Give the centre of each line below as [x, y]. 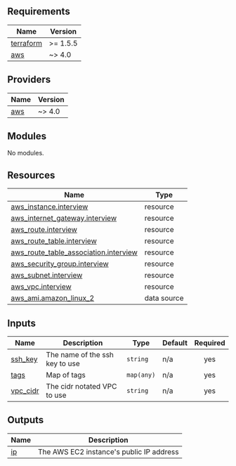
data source [164, 298]
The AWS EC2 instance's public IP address [108, 451]
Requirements [39, 12]
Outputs [26, 420]
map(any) [141, 375]
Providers [29, 80]
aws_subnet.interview [47, 276]
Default [175, 343]
